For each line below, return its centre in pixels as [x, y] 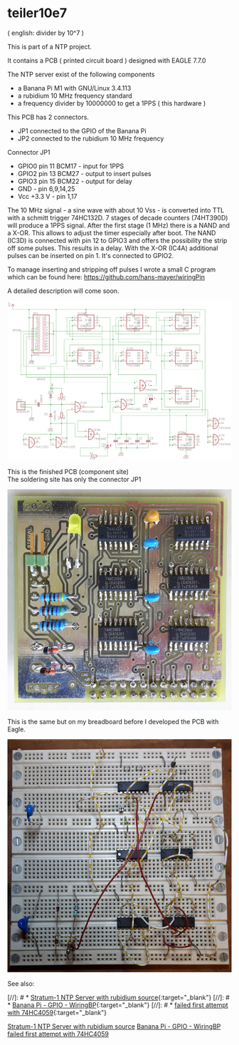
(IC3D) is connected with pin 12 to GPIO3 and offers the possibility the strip [117, 240]
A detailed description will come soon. [63, 291]
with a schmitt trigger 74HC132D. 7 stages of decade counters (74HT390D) [118, 217]
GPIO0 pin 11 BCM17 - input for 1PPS [71, 166]
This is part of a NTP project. [50, 46]
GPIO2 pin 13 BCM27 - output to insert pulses [84, 173]
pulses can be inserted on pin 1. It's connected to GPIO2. [91, 255]
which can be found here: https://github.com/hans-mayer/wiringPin [106, 277]
